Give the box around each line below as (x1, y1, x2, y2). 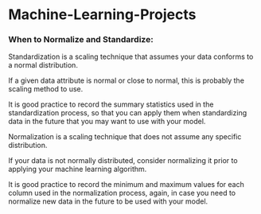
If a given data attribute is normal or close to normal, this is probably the (8, 76, 245, 85)
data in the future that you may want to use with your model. (8, 117, 206, 126)
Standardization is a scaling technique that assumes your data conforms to (8, 52, 254, 61)
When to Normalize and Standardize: (8, 34, 154, 45)
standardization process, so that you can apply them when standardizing (8, 108, 247, 118)
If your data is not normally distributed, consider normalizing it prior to (8, 156, 238, 165)
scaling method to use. (8, 84, 84, 94)
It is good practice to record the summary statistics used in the (8, 99, 214, 109)
